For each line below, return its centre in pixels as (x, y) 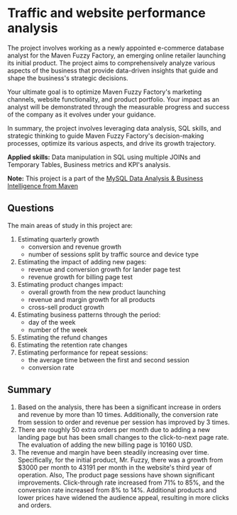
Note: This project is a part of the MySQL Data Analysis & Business (105, 178)
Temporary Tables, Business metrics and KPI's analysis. (89, 164)
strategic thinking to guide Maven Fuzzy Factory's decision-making (106, 136)
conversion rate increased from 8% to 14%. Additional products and (117, 490)
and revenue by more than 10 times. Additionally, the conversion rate (118, 414)
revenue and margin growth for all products (92, 299)
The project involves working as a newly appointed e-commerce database (116, 48)
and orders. (34, 505)
